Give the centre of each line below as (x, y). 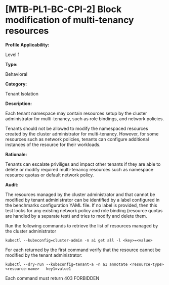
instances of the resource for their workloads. (53, 145)
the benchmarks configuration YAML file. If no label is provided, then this (81, 205)
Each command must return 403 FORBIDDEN (52, 278)
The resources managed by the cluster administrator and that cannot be (80, 194)
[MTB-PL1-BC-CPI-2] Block (64, 9)
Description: (18, 103)
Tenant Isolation (22, 93)
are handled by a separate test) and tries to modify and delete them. (76, 216)
